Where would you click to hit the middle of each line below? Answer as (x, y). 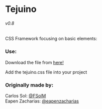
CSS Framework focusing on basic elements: (51, 39)
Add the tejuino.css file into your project (46, 72)
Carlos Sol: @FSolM (26, 96)
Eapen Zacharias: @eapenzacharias (42, 101)
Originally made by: (29, 85)
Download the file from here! (34, 62)
